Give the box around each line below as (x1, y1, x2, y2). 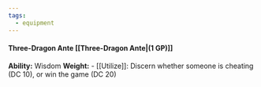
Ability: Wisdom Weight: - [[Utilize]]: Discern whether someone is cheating (8, 61, 254, 70)
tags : (8, 11, 26, 20)
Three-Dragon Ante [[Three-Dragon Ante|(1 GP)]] (8, 43, 173, 53)
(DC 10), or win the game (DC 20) (8, 69, 117, 79)
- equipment (15, 19, 55, 27)
